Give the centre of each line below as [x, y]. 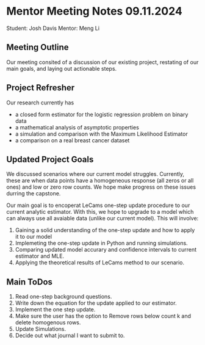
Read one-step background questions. [63, 297]
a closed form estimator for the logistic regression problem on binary [102, 114]
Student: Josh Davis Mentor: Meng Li [53, 28]
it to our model [34, 237]
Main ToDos [30, 282]
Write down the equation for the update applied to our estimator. [96, 303]
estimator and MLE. [40, 256]
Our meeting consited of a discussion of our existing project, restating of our [103, 62]
